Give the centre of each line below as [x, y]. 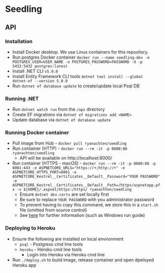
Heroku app [24, 265]
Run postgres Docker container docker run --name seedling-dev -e [81, 57]
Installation [19, 41]
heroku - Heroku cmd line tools [51, 249]
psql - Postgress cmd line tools [51, 244]
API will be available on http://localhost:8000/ [66, 158]
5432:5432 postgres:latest [40, 66]
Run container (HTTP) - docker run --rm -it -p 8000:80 [70, 148]
